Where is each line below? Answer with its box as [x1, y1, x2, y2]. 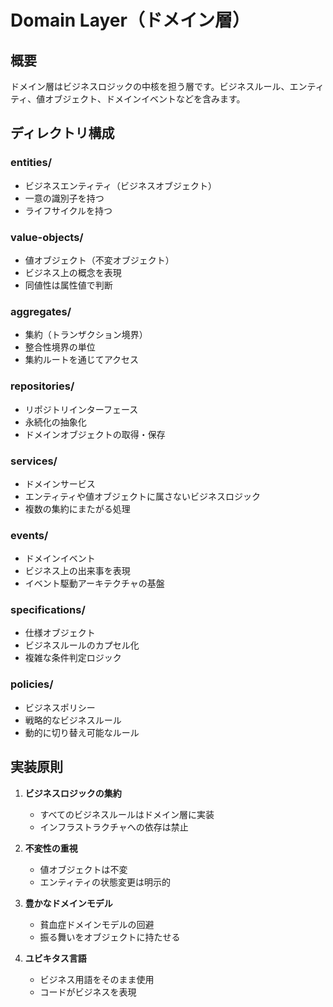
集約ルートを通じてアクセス [24, 354, 140, 366]
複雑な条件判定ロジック [24, 652, 122, 664]
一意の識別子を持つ [24, 192, 105, 204]
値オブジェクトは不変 [39, 863, 128, 875]
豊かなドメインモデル [24, 897, 113, 909]
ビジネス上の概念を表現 [24, 266, 122, 278]
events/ [10, 528, 49, 542]
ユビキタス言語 [24, 952, 87, 964]
